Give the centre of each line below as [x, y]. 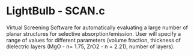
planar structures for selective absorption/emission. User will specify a [94, 33]
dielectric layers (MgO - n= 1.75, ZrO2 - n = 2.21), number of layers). [91, 46]
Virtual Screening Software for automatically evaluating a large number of [97, 27]
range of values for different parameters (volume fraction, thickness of [94, 40]
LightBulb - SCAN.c [56, 11]
